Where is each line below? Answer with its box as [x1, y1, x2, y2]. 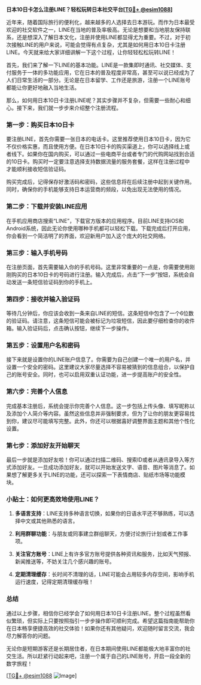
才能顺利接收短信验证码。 [6, 165, 69, 173]
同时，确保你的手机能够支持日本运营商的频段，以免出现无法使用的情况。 [6, 186, 184, 193]
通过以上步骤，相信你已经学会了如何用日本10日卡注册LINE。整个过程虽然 [6, 609, 186, 616]
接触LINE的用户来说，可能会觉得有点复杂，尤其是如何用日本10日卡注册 [11, 41, 186, 48]
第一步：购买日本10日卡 [6, 120, 75, 129]
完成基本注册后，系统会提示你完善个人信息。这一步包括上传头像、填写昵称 [6, 402, 190, 409]
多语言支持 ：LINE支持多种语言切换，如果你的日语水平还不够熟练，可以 [14, 510, 190, 517]
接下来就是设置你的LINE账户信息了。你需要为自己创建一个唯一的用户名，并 [6, 356, 191, 363]
